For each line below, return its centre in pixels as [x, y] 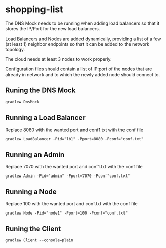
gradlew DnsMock [22, 102]
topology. [15, 49]
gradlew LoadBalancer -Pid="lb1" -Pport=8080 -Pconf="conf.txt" [74, 139]
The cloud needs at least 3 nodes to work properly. [59, 59]
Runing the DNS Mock [40, 91]
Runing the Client [33, 228]
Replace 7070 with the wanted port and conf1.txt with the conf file [74, 167]
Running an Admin [35, 154]
